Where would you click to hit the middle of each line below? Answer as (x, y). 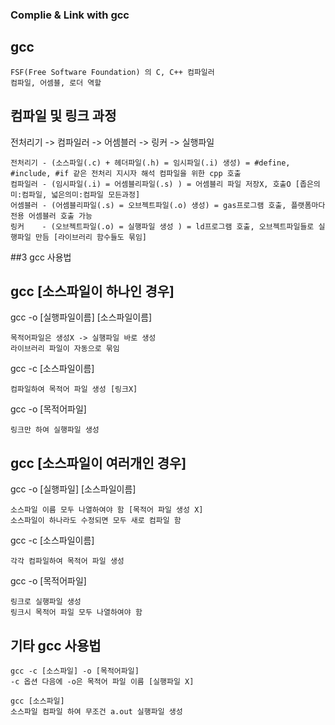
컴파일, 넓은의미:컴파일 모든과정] (81, 194)
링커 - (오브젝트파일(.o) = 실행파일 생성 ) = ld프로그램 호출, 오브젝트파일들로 (162, 226)
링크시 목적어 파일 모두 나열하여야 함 (76, 613)
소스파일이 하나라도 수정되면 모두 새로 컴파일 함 (96, 521)
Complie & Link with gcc (70, 15)
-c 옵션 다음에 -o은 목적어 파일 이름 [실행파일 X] (102, 681)
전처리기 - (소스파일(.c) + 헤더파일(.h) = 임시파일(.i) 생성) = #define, (150, 163)
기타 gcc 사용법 (56, 645)
